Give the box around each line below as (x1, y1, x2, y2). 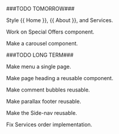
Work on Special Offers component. (6, 28, 94, 35)
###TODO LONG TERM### (6, 51, 74, 59)
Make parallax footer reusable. (6, 98, 82, 105)
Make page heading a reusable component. (6, 75, 114, 81)
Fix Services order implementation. (6, 121, 93, 128)
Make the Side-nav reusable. (6, 109, 78, 116)
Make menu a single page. (6, 63, 72, 70)
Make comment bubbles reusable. (6, 86, 90, 93)
